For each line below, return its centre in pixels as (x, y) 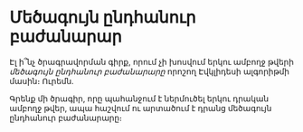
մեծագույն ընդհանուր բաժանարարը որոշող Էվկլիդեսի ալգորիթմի (149, 71)
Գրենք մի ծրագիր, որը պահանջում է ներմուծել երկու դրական (139, 99)
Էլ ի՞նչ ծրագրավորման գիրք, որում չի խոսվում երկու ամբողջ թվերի (151, 61)
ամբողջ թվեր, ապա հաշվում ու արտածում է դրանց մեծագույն (141, 108)
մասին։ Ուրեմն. (42, 80)
